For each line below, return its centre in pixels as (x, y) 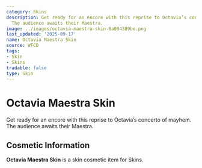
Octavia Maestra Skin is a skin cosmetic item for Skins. (75, 160)
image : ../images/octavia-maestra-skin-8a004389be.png (76, 29)
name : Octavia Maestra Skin (41, 40)
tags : (13, 51)
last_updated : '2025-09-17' (41, 34)
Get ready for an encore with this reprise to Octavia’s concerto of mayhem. (99, 120)
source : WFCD (23, 46)
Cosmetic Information (48, 145)
